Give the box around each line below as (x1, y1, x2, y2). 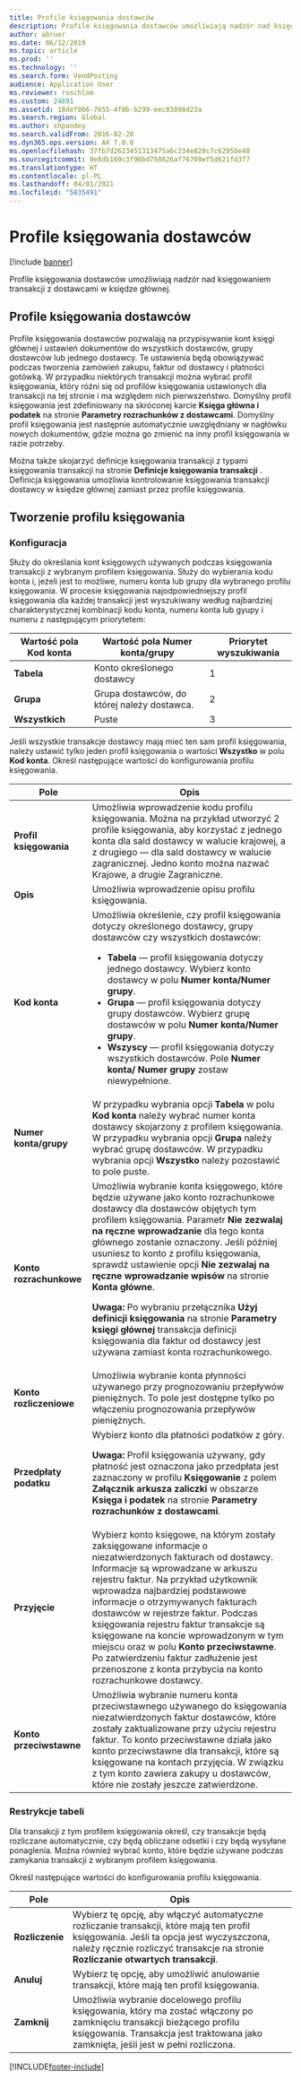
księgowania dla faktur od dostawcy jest (91, 1335, 262, 1348)
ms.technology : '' (9, 64, 78, 73)
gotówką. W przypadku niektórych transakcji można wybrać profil (9, 371, 253, 382)
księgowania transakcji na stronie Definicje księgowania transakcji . (9, 464, 262, 475)
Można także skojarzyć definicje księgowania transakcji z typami (9, 455, 248, 466)
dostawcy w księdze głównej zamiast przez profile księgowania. (9, 483, 246, 494)
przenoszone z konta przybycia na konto (91, 1663, 263, 1676)
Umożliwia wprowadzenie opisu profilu (91, 883, 255, 896)
